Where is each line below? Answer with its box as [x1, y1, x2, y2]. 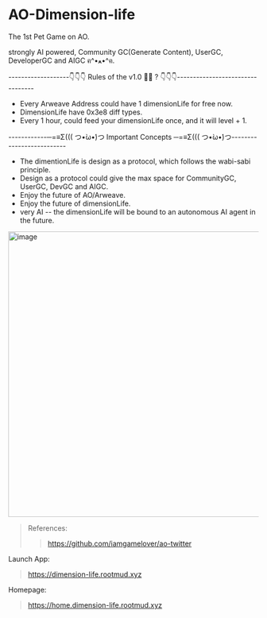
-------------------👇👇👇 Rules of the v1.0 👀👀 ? [8, 71, 159, 81]
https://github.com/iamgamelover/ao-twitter [47, 539, 192, 548]
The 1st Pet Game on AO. [8, 32, 90, 41]
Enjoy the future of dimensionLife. [19, 199, 131, 208]
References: [27, 523, 68, 533]
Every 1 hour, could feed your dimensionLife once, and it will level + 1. [19, 115, 248, 125]
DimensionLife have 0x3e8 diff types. [19, 107, 143, 117]
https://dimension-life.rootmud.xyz [27, 570, 142, 579]
